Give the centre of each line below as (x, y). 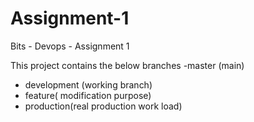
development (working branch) (88, 84)
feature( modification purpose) (88, 95)
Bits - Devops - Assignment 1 (70, 46)
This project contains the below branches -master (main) (127, 65)
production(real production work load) (103, 106)
